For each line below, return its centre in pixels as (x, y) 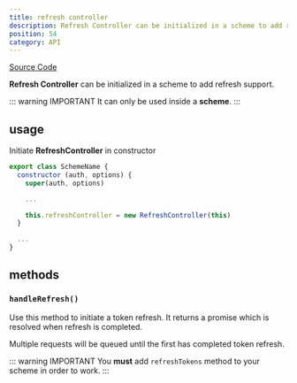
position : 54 (33, 34)
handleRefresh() (44, 299)
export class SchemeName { (59, 167)
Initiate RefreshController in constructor (83, 150)
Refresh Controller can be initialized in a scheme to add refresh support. (142, 84)
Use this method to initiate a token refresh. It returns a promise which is (139, 317)
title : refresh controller (59, 17)
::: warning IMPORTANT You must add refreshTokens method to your (135, 361)
